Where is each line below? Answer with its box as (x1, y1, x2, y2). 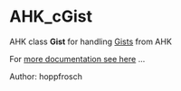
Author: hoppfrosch (9, 70, 83, 82)
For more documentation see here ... (9, 53, 146, 64)
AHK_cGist (9, 6, 93, 27)
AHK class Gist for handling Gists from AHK (9, 36, 172, 47)
